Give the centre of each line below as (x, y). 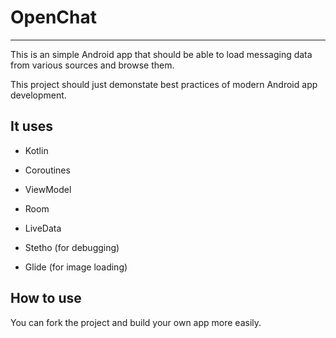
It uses (31, 126)
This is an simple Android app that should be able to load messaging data (161, 54)
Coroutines (47, 170)
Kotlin (36, 150)
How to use (46, 298)
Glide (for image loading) (76, 267)
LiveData (43, 228)
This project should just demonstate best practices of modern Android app (164, 84)
